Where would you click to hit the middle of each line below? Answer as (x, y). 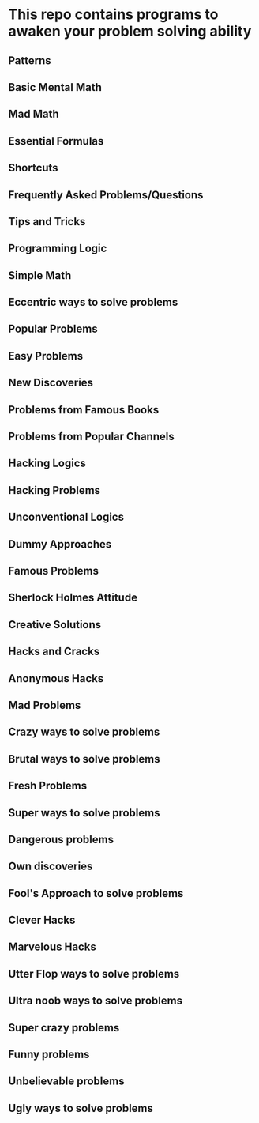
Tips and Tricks (47, 222)
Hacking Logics (47, 464)
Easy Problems (46, 356)
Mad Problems (45, 705)
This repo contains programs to (113, 15)
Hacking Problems (54, 490)
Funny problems (49, 1055)
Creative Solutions (55, 625)
